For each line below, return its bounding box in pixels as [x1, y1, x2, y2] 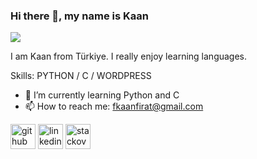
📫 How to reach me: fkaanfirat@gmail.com [24, 100, 204, 113]
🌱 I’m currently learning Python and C [24, 89, 180, 101]
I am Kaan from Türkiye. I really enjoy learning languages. [10, 50, 248, 63]
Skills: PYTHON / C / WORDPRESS [10, 70, 152, 82]
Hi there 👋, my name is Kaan [10, 9, 149, 23]
